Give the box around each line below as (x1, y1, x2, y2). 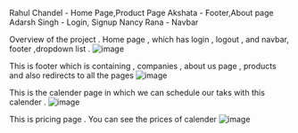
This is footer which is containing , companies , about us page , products (9, 61, 277, 71)
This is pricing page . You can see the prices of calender (9, 114, 217, 124)
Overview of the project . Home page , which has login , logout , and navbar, (9, 35, 290, 44)
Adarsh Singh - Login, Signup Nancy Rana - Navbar (9, 17, 199, 27)
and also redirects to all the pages (9, 70, 134, 81)
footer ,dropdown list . (9, 43, 91, 54)
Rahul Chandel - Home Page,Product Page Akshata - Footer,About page (9, 8, 274, 18)
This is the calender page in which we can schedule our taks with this (9, 88, 266, 98)
